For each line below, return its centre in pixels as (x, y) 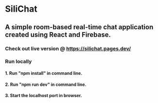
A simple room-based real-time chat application (79, 27)
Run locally (18, 62)
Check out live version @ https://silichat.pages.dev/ (68, 48)
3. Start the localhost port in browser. (44, 96)
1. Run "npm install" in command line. (44, 73)
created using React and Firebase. (58, 34)
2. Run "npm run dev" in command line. (46, 84)
